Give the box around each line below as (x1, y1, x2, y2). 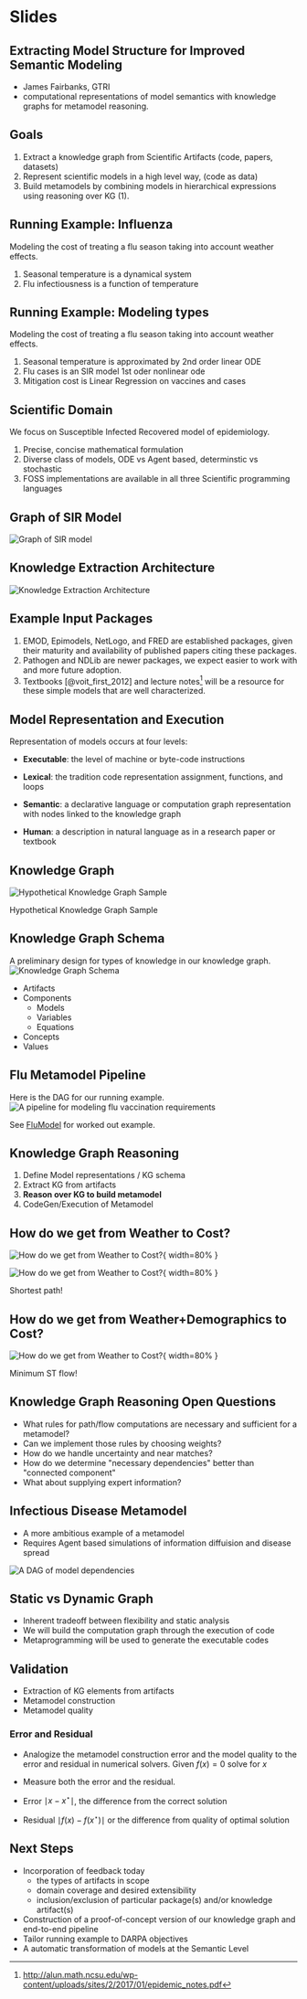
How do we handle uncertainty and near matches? (22, 1447, 213, 1459)
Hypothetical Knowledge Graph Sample (9, 904, 158, 915)
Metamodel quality (22, 1705, 94, 1716)
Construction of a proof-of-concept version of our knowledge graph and (22, 1913, 296, 1925)
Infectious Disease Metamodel (9, 1504, 187, 1519)
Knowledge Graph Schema (9, 930, 165, 947)
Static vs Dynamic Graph (9, 1591, 153, 1607)
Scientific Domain (9, 402, 113, 418)
